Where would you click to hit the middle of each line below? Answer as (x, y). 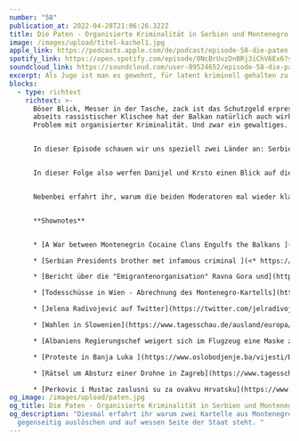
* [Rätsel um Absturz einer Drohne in (105, 373)
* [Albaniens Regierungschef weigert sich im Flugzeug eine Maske (158, 341)
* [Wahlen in (57, 325)
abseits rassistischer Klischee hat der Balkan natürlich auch (153, 117)
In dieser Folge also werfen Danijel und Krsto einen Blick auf (154, 173)
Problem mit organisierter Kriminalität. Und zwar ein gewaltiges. (161, 126)
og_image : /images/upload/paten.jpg (77, 397)
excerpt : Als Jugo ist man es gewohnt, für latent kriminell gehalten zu (149, 76)
